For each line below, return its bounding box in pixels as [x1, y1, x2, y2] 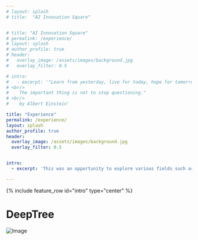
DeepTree [6, 208, 55, 221]
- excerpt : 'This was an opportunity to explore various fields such [11, 166, 186, 172]
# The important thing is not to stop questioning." [6, 90, 146, 96]
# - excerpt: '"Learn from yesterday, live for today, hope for [6, 79, 173, 85]
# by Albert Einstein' [6, 101, 70, 107]
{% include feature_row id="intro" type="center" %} [6, 187, 133, 194]
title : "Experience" [6, 111, 57, 117]
